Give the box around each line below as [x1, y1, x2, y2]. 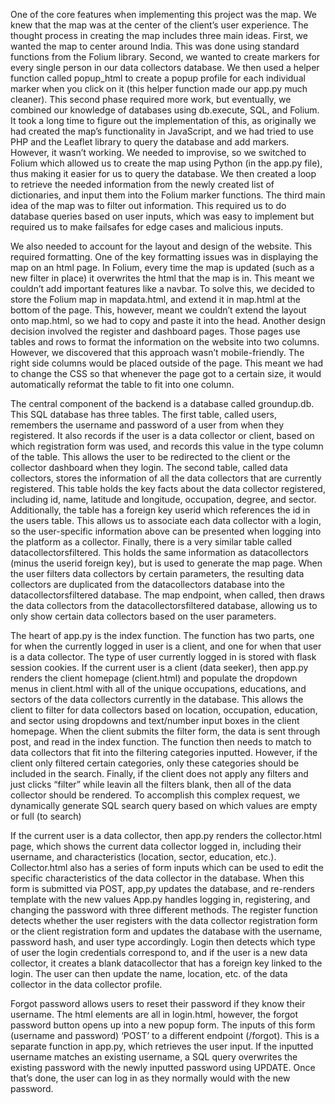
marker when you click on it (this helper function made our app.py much [10, 83, 308, 94]
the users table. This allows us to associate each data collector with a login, [10, 515, 322, 526]
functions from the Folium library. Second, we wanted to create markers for [10, 51, 321, 63]
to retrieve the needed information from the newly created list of [10, 179, 275, 190]
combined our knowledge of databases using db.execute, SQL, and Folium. [10, 104, 320, 116]
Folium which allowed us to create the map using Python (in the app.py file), [10, 157, 323, 169]
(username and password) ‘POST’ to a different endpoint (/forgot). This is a [10, 1030, 320, 1041]
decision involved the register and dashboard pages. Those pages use [10, 325, 301, 337]
